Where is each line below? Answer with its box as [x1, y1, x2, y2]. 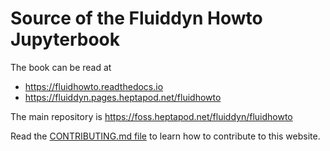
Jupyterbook [10, 28, 121, 51]
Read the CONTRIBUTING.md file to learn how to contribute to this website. [10, 130, 321, 142]
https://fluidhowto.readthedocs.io [24, 80, 164, 92]
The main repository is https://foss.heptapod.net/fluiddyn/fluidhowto [10, 110, 293, 122]
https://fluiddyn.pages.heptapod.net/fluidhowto [24, 91, 222, 103]
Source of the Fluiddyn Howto [10, 7, 263, 30]
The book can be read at [10, 61, 112, 73]
